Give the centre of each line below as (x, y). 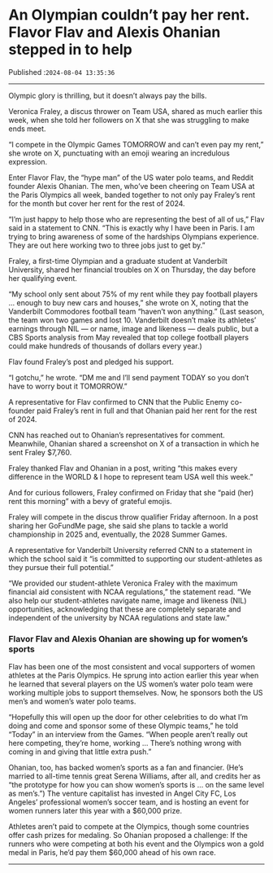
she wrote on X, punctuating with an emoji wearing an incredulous (119, 153)
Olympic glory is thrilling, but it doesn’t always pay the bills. (108, 95)
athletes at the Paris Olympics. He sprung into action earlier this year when (134, 676)
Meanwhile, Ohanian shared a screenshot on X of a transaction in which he (134, 443)
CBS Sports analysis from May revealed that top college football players (129, 337)
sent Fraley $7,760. (40, 452)
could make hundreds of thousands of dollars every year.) (106, 346)
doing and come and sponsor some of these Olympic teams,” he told (123, 726)
